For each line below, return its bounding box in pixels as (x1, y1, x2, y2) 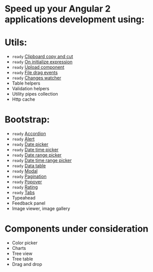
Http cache (12, 96, 36, 102)
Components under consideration (5, 223, 148, 235)
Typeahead (12, 195, 36, 201)
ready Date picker (12, 142, 49, 148)
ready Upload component (12, 64, 65, 71)
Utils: (5, 37, 27, 48)
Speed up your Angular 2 (5, 3, 111, 15)
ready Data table (12, 163, 46, 169)
